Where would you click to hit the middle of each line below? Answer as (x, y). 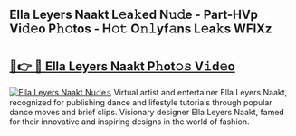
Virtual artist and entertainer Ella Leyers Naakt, (201, 92)
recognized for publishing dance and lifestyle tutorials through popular (141, 102)
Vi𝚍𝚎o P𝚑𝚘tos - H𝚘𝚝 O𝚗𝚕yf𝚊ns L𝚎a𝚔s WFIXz (141, 29)
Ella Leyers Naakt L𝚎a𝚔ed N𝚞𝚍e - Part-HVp (134, 15)
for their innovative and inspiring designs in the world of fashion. (129, 122)
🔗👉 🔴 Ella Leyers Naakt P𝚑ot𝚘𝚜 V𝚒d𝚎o (122, 66)
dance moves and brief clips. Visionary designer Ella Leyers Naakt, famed (147, 112)
